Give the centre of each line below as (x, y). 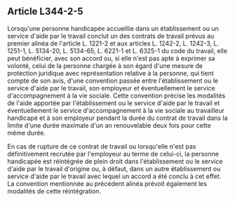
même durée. (27, 133)
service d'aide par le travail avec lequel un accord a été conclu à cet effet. (114, 176)
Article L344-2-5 (45, 12)
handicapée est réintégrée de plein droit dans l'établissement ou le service (115, 161)
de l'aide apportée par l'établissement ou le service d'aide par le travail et (114, 103)
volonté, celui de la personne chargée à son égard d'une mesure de (105, 65)
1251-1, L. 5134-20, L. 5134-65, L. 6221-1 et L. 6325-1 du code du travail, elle (117, 50)
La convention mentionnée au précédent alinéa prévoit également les (107, 183)
